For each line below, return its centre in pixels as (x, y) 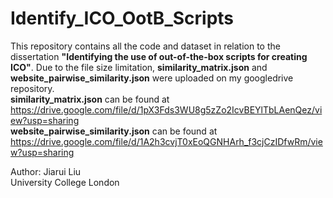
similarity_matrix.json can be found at (90, 99)
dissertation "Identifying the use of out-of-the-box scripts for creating (159, 56)
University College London (65, 182)
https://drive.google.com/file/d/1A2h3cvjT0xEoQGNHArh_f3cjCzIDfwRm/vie (166, 141)
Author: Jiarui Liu (46, 171)
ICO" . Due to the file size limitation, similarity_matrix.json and (139, 67)
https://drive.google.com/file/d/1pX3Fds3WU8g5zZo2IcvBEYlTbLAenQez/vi (166, 109)
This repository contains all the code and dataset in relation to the (145, 46)
